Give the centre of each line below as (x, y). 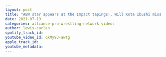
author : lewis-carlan (28, 28)
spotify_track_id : (24, 33)
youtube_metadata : (24, 47)
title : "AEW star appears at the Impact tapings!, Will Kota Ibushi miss (83, 14)
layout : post (19, 10)
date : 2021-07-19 (23, 19)
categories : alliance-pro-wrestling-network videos (60, 24)
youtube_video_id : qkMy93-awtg (38, 38)
